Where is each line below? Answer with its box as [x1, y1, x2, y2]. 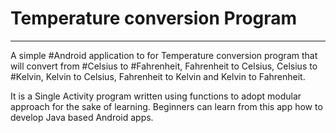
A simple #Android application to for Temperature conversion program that [10, 49, 318, 61]
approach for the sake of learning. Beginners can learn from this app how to [10, 100, 323, 112]
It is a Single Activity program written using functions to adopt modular [10, 90, 302, 102]
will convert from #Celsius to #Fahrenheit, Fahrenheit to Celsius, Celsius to [10, 60, 318, 72]
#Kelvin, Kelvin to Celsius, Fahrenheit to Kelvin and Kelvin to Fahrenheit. [10, 70, 306, 82]
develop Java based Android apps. [10, 111, 154, 123]
